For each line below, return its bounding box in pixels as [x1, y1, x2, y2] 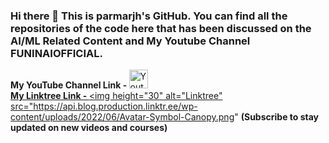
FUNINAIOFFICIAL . [10, 46, 103, 60]
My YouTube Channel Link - [10, 79, 128, 91]
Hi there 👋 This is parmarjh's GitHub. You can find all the [10, 9, 288, 23]
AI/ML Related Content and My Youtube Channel [10, 34, 251, 48]
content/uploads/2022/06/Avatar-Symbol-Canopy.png [10, 111, 235, 123]
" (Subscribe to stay [234, 111, 320, 123]
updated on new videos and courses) [10, 122, 168, 134]
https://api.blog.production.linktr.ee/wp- [33, 100, 198, 113]
